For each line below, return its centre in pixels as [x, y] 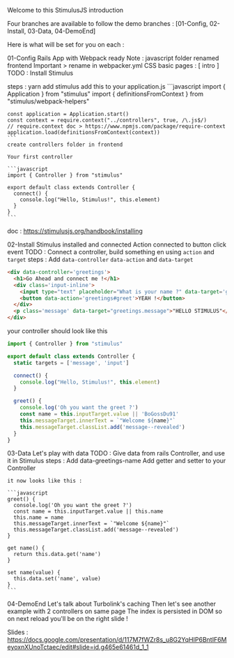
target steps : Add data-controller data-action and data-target [100, 259]
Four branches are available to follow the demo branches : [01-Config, [108, 23]
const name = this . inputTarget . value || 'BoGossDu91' [99, 414]
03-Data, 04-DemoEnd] [62, 31]
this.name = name [39, 518]
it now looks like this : [45, 481]
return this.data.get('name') [57, 555]
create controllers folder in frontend [65, 145]
